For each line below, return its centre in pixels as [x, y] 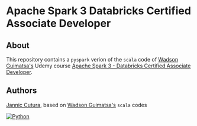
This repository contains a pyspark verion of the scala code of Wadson [92, 59]
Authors [22, 91]
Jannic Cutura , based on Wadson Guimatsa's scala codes [77, 105]
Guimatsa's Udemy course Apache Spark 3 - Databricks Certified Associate [98, 66]
